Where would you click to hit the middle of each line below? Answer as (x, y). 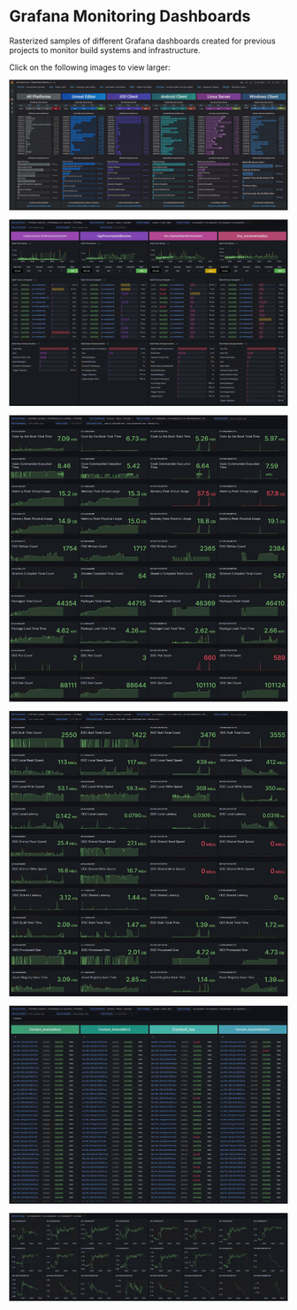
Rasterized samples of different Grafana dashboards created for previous (142, 41)
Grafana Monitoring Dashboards (130, 16)
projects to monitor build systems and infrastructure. (105, 50)
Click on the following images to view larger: (90, 67)
